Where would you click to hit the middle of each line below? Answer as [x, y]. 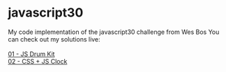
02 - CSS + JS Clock [38, 61]
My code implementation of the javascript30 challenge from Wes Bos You [114, 32]
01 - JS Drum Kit [31, 54]
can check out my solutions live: [54, 39]
